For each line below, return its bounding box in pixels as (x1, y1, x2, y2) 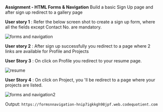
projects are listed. (5, 82, 43, 88)
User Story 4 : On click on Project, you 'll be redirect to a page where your (5, 77, 156, 83)
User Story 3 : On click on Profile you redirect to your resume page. (5, 58, 142, 63)
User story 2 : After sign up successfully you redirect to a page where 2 (5, 43, 151, 49)
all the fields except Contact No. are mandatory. (5, 24, 102, 30)
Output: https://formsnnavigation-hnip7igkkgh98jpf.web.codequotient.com (5, 101, 158, 107)
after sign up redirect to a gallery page (5, 9, 83, 15)
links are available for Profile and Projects (5, 49, 89, 54)
